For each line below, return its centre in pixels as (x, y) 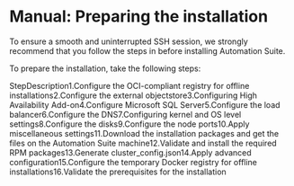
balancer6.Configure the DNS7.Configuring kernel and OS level (125, 114)
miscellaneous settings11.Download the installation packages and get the (144, 133)
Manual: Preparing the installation (138, 17)
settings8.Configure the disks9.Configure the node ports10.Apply (129, 124)
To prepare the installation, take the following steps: (105, 68)
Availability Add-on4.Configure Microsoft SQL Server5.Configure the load (145, 104)
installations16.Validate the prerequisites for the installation (118, 172)
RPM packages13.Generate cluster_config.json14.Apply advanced (130, 152)
